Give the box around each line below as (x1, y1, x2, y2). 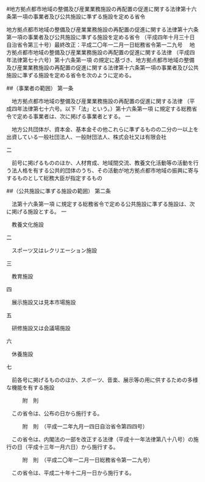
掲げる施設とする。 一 (11, 208, 67, 215)
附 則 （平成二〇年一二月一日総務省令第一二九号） (22, 456, 154, 463)
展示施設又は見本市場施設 (11, 299, 76, 306)
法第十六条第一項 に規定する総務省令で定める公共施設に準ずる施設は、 (11, 200, 190, 207)
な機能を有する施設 (6, 384, 55, 391)
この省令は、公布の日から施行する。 (11, 410, 103, 417)
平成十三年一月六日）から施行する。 (27, 444, 119, 450)
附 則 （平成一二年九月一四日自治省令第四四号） (22, 423, 148, 430)
